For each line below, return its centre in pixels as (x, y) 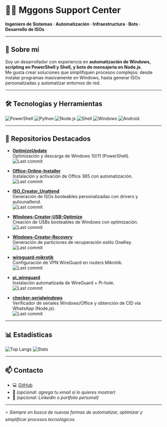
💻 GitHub (22, 385)
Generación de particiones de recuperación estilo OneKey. (72, 242)
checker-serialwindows (38, 298)
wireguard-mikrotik (33, 257)
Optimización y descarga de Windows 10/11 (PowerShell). (71, 156)
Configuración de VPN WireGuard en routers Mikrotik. (67, 263)
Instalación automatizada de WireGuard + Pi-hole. (63, 283)
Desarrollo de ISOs (25, 29)
